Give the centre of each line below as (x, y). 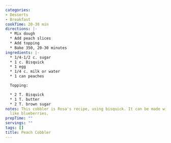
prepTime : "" (19, 118)
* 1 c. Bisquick (27, 62)
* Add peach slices (31, 39)
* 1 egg (18, 67)
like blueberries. (30, 113)
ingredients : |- (22, 52)
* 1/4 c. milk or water (35, 72)
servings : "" (19, 123)
